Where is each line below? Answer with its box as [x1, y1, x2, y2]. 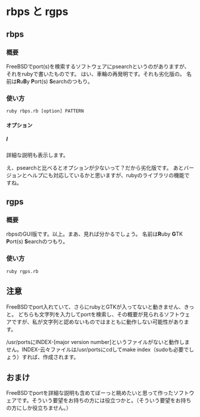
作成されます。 [42, 353, 79, 360]
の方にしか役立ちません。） [6, 404, 72, 412]
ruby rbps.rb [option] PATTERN [6, 108, 84, 114]
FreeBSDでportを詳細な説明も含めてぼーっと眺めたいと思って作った [6, 389, 174, 397]
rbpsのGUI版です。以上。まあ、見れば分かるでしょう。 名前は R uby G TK [6, 230, 183, 238]
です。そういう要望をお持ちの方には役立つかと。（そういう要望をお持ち [16, 397, 192, 404]
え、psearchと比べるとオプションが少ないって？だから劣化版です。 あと [6, 164, 184, 171]
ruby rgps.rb [6, 268, 39, 275]
